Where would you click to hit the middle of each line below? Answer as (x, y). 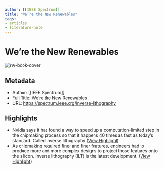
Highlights (21, 118)
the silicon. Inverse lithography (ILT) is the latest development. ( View (81, 156)
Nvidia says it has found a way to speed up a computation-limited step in (85, 130)
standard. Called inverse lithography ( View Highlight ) (65, 140)
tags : (11, 19)
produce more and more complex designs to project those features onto (85, 151)
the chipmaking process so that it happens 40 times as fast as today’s (82, 135)
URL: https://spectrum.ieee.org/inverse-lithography (64, 103)
